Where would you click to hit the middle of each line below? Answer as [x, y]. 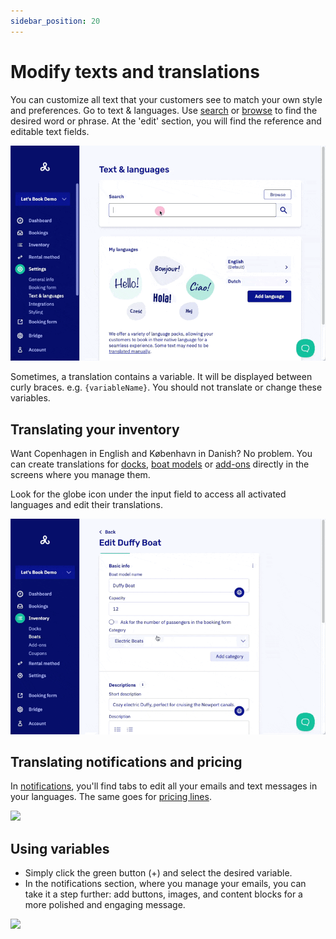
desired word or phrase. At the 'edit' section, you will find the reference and [166, 121]
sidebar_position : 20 [55, 21]
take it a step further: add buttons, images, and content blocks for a [163, 894]
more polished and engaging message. [105, 905]
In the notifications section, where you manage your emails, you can [165, 884]
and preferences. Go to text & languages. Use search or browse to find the [164, 110]
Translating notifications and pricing [126, 761]
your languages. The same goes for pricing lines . [111, 797]
